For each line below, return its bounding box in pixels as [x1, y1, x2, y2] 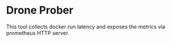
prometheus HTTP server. [6, 29, 69, 36]
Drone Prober [6, 4, 74, 17]
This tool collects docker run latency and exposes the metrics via [6, 23, 166, 30]
